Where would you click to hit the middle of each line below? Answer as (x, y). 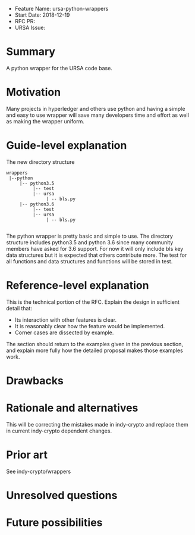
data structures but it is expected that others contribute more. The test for (97, 255)
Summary (31, 52)
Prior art (27, 455)
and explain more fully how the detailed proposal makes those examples (95, 350)
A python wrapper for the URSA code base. (59, 68)
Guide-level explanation (67, 146)
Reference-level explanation (78, 285)
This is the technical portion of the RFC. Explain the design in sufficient (93, 302)
